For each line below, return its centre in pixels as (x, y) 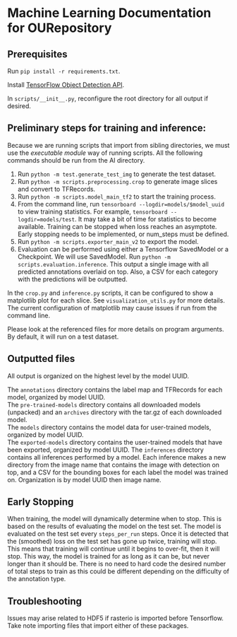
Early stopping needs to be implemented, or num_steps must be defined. (123, 234)
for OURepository (60, 28)
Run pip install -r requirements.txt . (64, 71)
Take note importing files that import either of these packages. (98, 626)
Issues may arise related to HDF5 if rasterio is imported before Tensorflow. (116, 618)
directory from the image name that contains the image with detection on (114, 464)
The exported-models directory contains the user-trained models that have (115, 442)
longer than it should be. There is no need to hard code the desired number (117, 564)
